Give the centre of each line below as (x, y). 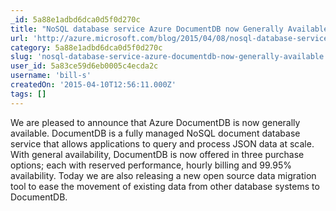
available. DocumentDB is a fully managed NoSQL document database (155, 133)
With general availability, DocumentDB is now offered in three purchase (157, 154)
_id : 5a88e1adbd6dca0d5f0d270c (75, 19)
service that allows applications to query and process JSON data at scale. (162, 143)
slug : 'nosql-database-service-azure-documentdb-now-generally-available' (169, 57)
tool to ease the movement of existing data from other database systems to (165, 186)
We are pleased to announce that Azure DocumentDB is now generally (155, 122)
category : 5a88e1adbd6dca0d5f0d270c (86, 47)
